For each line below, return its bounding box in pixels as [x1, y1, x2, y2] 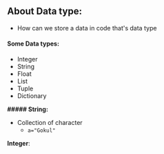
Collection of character [17, 119, 83, 127]
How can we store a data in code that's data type [17, 23, 157, 32]
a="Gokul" [27, 127, 57, 134]
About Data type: [7, 6, 83, 17]
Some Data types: [7, 39, 60, 48]
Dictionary [17, 92, 47, 100]
